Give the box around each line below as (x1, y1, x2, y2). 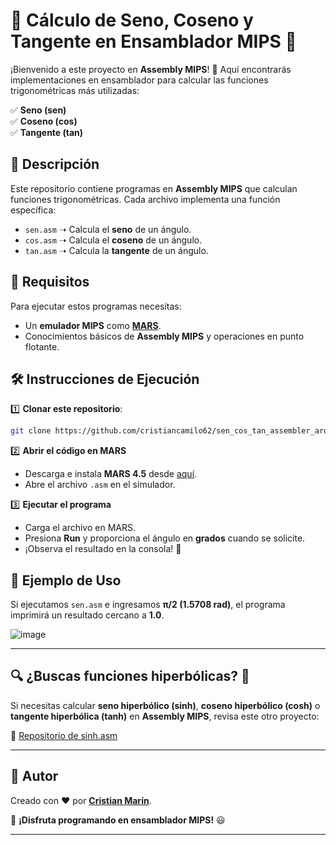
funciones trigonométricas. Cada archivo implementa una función (10, 193, 281, 205)
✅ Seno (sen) (10, 104, 67, 116)
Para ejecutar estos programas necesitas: (10, 300, 182, 312)
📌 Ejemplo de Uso (10, 572, 122, 589)
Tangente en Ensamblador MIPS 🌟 (10, 30, 297, 53)
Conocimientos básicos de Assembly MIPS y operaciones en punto (24, 330, 305, 342)
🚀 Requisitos (10, 274, 90, 291)
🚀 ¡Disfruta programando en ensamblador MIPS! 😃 (10, 814, 226, 826)
